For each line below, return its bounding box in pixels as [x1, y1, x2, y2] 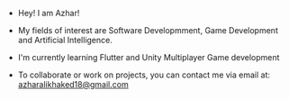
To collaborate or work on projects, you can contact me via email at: [17, 69, 271, 80]
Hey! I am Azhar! [17, 8, 80, 18]
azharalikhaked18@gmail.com [17, 79, 129, 89]
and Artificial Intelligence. [17, 35, 113, 45]
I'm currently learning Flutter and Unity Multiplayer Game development [17, 52, 280, 62]
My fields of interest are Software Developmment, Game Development [17, 25, 279, 35]
